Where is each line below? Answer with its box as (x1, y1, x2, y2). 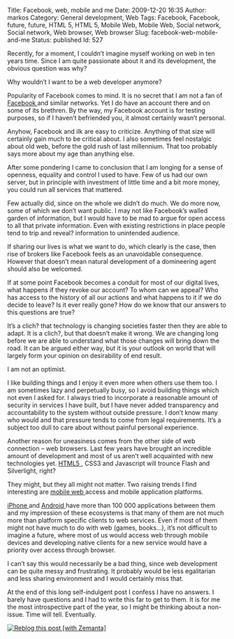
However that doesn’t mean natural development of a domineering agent (7, 257, 217, 266)
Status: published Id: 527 (31, 36, 103, 44)
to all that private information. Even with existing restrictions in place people (7, 221, 226, 230)
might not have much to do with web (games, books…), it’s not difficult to (7, 523, 218, 532)
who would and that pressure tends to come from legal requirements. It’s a (7, 416, 221, 424)
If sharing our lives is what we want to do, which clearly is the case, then (7, 242, 217, 251)
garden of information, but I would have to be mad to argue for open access (7, 214, 226, 222)
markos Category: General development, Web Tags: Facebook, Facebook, (7, 13, 220, 22)
